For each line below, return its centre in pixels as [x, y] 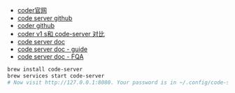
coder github [36, 26]
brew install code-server [45, 69]
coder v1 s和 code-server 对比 [61, 34]
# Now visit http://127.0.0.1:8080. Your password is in [92, 83]
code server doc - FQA [50, 57]
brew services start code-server [56, 76]
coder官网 [32, 10]
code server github [45, 18]
